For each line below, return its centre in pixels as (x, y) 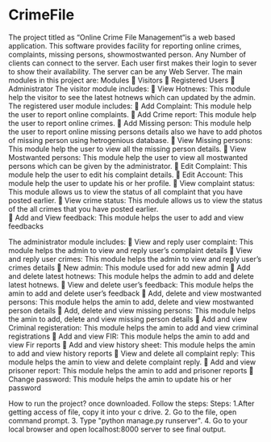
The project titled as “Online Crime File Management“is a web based (122, 37)
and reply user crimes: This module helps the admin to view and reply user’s (135, 259)
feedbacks (26, 226)
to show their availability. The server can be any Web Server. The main (126, 71)
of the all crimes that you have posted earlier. (83, 208)
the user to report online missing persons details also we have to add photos (135, 132)
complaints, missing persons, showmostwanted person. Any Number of (127, 54)
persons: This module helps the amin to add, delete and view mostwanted (131, 301)
